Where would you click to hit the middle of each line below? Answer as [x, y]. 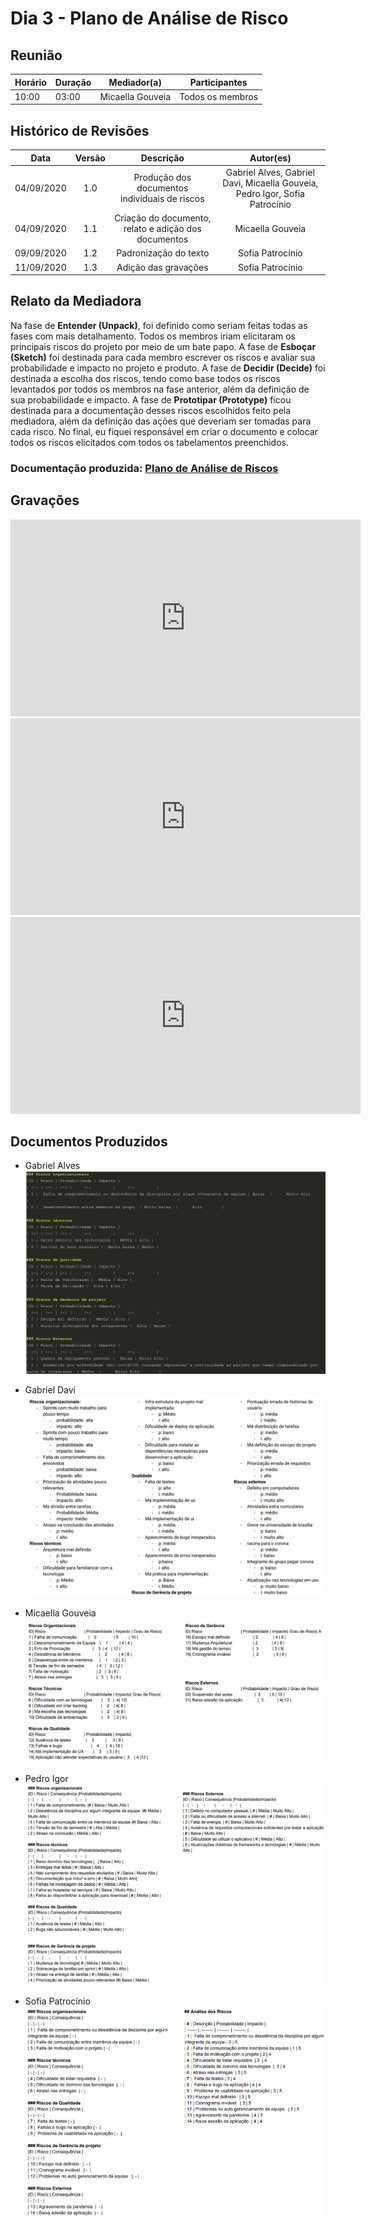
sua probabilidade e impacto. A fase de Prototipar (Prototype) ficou [151, 399]
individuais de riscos [162, 199]
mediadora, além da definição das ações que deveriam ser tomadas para [161, 421]
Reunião [36, 55]
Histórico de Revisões [80, 130]
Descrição [162, 158]
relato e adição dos [162, 229]
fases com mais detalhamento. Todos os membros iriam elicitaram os [153, 336]
